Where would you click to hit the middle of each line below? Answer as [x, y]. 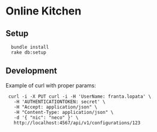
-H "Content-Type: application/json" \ [63, 112]
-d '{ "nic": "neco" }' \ [46, 118]
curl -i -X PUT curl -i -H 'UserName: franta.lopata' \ [80, 96]
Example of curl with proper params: [51, 85]
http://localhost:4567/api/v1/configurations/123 [77, 123]
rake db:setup [29, 52]
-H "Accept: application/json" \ [55, 107]
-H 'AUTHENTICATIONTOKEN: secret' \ [60, 102]
